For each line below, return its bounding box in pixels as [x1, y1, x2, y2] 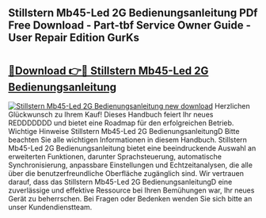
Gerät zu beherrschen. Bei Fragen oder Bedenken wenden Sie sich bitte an [8, 194, 253, 203]
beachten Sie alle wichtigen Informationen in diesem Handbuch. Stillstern [8, 135, 248, 144]
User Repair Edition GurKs [8, 31, 140, 44]
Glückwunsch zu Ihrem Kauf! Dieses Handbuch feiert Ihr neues [8, 110, 214, 119]
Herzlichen [215, 101, 251, 110]
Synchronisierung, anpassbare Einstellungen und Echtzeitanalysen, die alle [8, 160, 253, 170]
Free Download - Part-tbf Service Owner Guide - [8, 19, 252, 33]
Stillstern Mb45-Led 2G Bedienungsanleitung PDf [8, 6, 258, 20]
